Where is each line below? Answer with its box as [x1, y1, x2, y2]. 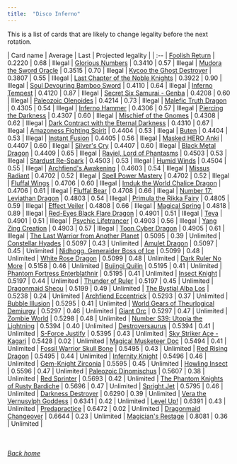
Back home [7, 449, 41, 458]
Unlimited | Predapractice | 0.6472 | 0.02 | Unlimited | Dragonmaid [7, 404, 201, 412]
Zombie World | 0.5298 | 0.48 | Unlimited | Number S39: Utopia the [7, 314, 203, 323]
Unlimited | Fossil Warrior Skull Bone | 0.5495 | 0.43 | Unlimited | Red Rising [7, 344, 228, 352]
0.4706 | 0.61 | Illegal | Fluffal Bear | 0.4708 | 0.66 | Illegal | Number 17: [7, 186, 213, 195]
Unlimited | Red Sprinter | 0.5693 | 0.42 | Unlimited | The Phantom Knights [7, 374, 224, 383]
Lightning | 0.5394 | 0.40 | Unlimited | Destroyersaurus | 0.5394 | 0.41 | [7, 321, 214, 330]
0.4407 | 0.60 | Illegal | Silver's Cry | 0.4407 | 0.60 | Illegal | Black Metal [7, 141, 216, 149]
